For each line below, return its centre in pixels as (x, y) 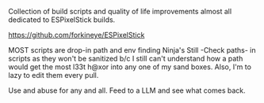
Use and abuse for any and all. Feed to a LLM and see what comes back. (127, 90)
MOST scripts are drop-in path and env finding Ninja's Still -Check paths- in (132, 50)
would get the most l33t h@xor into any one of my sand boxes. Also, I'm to (130, 67)
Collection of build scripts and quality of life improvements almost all (120, 11)
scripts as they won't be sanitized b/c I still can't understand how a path (126, 59)
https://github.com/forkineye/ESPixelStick (77, 35)
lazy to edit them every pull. (54, 75)
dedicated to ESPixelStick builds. (62, 20)
